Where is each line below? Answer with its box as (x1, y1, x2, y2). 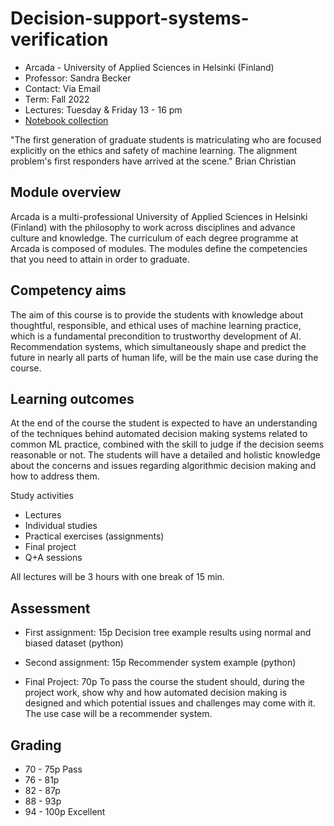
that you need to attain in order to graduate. (10, 253, 190, 265)
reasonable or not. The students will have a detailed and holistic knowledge (10, 449, 321, 461)
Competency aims (10, 282, 127, 299)
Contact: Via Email (24, 82, 101, 94)
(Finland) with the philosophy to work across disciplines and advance (10, 221, 296, 233)
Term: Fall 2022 (24, 93, 90, 105)
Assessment (10, 600, 91, 617)
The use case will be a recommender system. (24, 708, 213, 720)
